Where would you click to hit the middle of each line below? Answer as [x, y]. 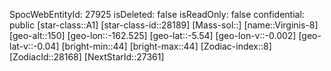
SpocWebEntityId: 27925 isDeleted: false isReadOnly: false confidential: [157, 14]
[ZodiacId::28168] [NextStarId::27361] [87, 57]
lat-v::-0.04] [34, 46]
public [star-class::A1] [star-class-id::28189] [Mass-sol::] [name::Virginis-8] [164, 25]
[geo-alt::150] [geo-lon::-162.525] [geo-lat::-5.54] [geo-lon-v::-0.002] [153, 35]
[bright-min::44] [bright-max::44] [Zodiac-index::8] [166, 46]
